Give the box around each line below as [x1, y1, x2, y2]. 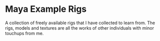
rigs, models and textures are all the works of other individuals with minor [5, 25, 154, 31]
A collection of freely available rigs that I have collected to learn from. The [5, 20, 155, 26]
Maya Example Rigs [5, 3, 87, 15]
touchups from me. [5, 30, 44, 36]
